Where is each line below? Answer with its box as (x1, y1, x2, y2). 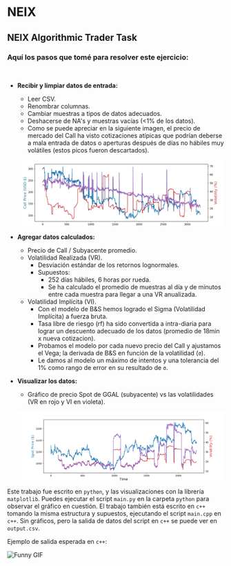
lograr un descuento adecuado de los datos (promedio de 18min (37, 327, 221, 335)
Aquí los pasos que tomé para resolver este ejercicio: (7, 52, 189, 62)
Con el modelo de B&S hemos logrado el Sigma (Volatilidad (37, 305, 205, 313)
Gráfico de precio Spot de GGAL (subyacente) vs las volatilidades (27, 391, 214, 399)
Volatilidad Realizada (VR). (27, 253, 103, 262)
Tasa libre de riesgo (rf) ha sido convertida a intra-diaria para (37, 320, 212, 328)
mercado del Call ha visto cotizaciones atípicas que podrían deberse (27, 131, 223, 139)
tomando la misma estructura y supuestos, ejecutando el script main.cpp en (7, 509, 222, 518)
